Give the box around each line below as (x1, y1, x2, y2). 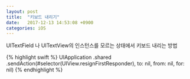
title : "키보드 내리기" (6, 14, 60, 20)
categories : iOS (6, 25, 46, 31)
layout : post (6, 8, 38, 15)
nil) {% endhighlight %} (6, 66, 63, 74)
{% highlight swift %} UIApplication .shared (6, 54, 112, 61)
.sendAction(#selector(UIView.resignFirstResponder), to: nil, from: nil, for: (6, 60, 185, 67)
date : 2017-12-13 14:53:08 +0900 (6, 19, 94, 25)
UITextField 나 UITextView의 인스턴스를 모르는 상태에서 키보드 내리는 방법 (6, 42, 178, 49)
